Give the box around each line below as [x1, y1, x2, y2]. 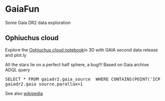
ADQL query [5, 67, 30, 73]
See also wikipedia [5, 90, 43, 96]
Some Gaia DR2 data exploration [5, 20, 71, 25]
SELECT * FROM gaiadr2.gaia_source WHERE [5, 76, 109, 82]
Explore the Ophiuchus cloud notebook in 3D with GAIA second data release [5, 47, 158, 52]
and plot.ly [5, 52, 27, 58]
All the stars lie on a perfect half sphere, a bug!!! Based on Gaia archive [5, 61, 149, 67]
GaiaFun [5, 3, 40, 15]
